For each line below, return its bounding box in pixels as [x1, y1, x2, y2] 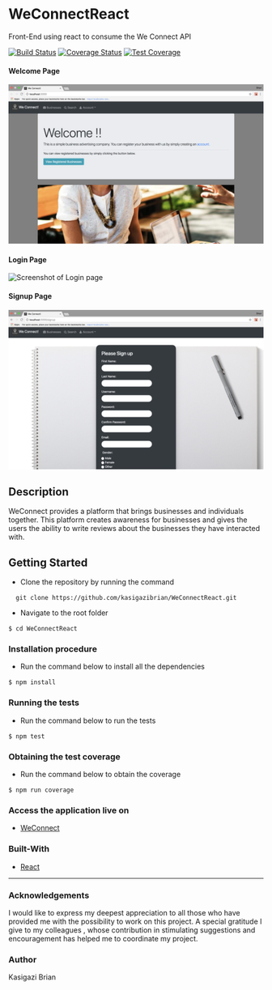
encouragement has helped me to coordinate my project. [8, 933, 198, 943]
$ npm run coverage [8, 786, 74, 794]
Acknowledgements [8, 890, 90, 901]
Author [8, 954, 37, 965]
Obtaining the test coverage [8, 750, 121, 762]
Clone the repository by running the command [19, 577, 175, 587]
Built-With [8, 843, 50, 855]
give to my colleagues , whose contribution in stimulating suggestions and [8, 924, 256, 935]
